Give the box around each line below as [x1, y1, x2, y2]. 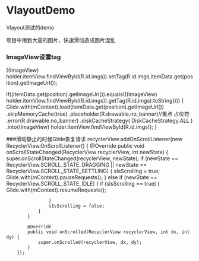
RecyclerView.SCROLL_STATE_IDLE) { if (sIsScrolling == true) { [6, 180, 160, 187]
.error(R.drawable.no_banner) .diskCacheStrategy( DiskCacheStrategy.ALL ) [6, 117, 193, 125]
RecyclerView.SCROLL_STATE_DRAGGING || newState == [6, 161, 147, 168]
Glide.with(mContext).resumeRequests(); [6, 186, 106, 193]
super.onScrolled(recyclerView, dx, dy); [37, 240, 143, 246]
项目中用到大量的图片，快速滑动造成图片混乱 [6, 36, 116, 43]
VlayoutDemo [6, 4, 75, 17]
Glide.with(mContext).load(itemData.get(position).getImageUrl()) [6, 103, 165, 110]
